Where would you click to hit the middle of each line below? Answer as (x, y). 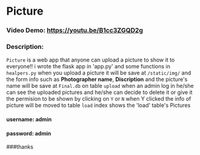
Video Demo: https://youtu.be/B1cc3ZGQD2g (75, 31)
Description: (25, 47)
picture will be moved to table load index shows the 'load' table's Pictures (98, 106)
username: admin (29, 119)
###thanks (20, 147)
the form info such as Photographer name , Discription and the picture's (97, 79)
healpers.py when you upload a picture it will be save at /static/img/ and (99, 73)
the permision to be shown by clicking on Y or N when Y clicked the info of (99, 99)
